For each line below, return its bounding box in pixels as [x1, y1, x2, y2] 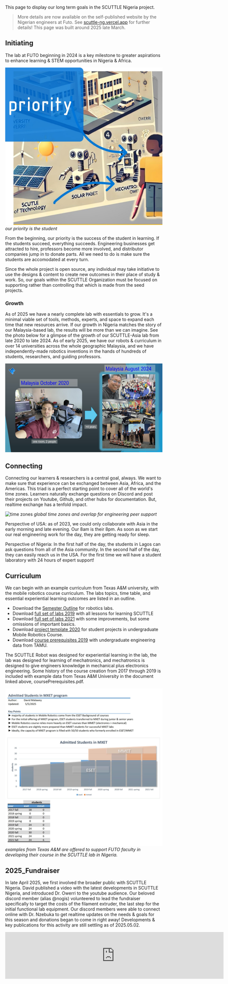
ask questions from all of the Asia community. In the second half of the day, [5, 546, 161, 552]
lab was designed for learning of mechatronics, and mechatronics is [5, 657, 145, 663]
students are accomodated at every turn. [5, 256, 89, 262]
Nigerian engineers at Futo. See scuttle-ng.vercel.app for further [17, 19, 151, 25]
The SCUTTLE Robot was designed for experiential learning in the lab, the [5, 652, 157, 658]
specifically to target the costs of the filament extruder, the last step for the [5, 901, 160, 907]
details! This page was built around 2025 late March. [17, 24, 126, 30]
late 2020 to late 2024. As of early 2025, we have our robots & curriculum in [5, 338, 162, 344]
